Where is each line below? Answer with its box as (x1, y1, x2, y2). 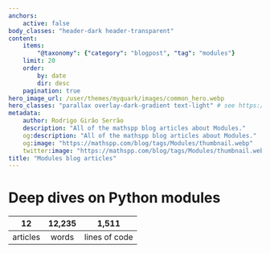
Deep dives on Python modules (8, 189, 221, 207)
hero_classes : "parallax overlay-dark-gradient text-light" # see (8, 102, 235, 110)
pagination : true (22, 86, 81, 95)
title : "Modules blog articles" (8, 154, 117, 162)
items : (22, 42, 45, 50)
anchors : (8, 11, 38, 20)
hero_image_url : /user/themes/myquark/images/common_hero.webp (8, 94, 225, 102)
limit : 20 (22, 57, 56, 65)
